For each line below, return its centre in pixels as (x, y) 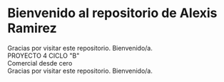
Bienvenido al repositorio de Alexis (112, 13)
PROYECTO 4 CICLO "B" (44, 56)
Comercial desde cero (40, 63)
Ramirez (32, 28)
